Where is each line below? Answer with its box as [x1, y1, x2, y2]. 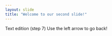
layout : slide [5, 7, 35, 12]
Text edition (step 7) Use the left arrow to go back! [5, 25, 108, 31]
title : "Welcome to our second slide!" [5, 12, 87, 17]
